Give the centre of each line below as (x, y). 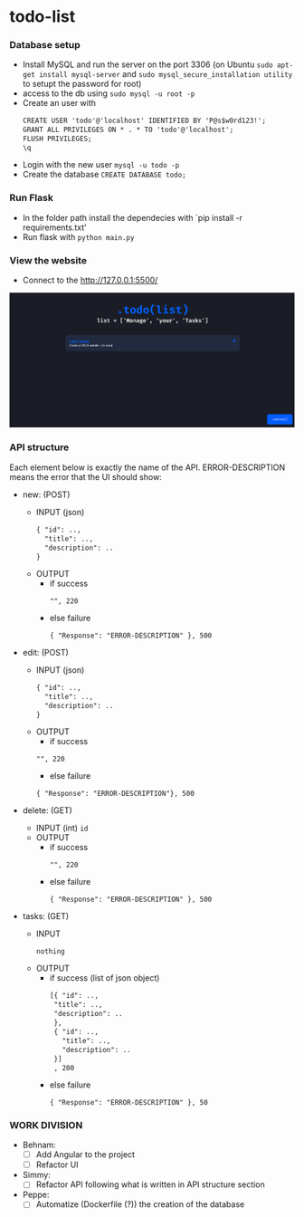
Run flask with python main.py (78, 236)
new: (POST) (46, 494)
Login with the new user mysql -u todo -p (101, 165)
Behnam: (39, 1145)
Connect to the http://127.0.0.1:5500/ (90, 280)
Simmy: (37, 1175)
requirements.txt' (55, 227)
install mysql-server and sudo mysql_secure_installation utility (166, 74)
